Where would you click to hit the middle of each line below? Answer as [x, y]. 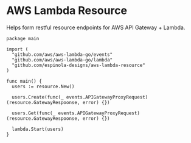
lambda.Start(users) [38, 129]
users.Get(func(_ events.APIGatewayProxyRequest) [76, 113]
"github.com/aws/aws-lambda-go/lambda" [62, 60]
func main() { [24, 81]
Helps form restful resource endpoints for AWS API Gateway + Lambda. [96, 27]
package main [23, 38]
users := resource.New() [43, 86]
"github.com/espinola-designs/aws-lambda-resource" [79, 65]
